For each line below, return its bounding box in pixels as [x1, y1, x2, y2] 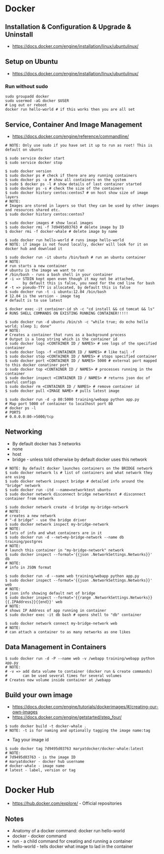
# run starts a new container [5, 263, 67, 268]
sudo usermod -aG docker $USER [5, 98, 69, 103]
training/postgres [5, 539, 43, 544]
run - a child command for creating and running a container [12, 838, 133, 844]
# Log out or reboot [5, 103, 48, 108]
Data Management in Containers [5, 643, 107, 651]
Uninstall [5, 30, 33, 38]
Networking [5, 428, 43, 436]
